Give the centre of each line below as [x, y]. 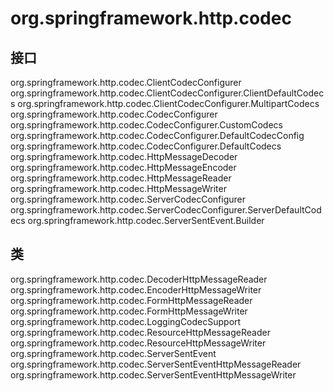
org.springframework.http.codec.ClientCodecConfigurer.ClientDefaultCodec [167, 93]
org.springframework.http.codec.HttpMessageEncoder [123, 167]
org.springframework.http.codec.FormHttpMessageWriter [129, 311]
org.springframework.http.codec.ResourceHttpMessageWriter [138, 343]
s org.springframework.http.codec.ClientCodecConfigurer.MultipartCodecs [165, 103]
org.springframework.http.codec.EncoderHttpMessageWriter [136, 289]
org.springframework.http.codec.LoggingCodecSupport [126, 321]
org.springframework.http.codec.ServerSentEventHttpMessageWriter [153, 374]
